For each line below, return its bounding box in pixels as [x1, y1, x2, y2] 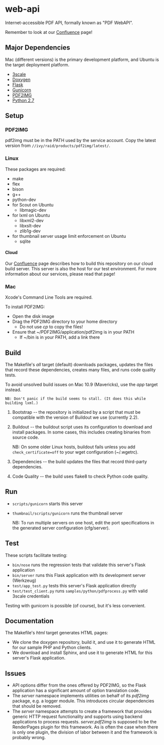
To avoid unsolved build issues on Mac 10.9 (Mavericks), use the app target [5, 382, 158, 388]
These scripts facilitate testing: [5, 552, 68, 558]
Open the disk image [12, 314, 55, 319]
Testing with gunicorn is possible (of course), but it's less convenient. [5, 602, 146, 608]
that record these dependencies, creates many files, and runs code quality [5, 367, 156, 373]
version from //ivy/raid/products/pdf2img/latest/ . [5, 143, 110, 148]
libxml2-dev [19, 217, 44, 223]
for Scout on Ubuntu [12, 201, 54, 207]
